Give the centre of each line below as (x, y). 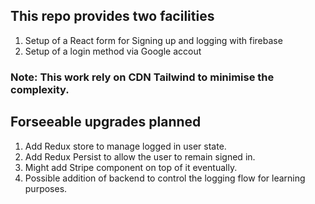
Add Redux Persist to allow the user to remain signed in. (140, 156)
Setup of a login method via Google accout (113, 51)
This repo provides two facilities (112, 16)
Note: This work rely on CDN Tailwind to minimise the (142, 77)
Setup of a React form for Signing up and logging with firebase (153, 40)
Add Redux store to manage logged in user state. (125, 146)
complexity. (40, 89)
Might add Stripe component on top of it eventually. (131, 167)
